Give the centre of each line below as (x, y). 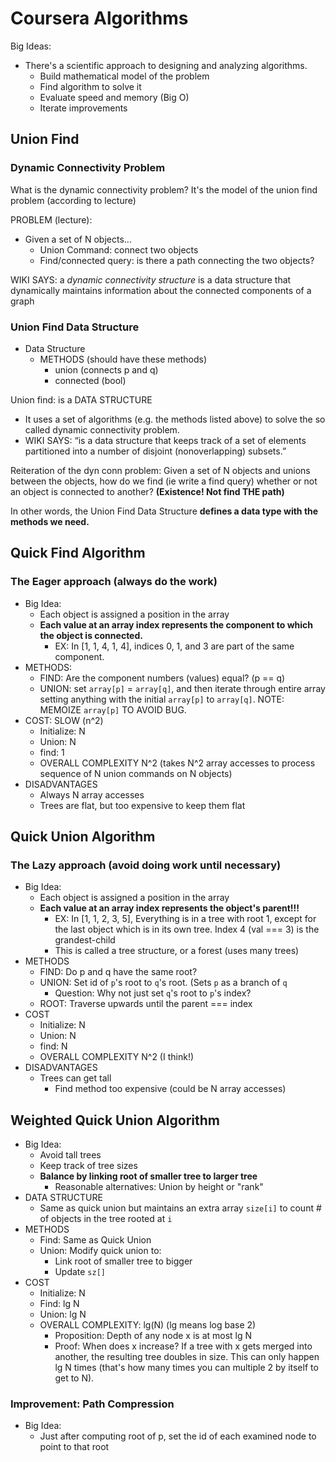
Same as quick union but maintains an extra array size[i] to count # (180, 1208)
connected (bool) (90, 380)
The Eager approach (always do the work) (114, 582)
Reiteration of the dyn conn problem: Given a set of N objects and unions (160, 470)
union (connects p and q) (106, 369)
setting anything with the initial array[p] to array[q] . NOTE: (162, 699)
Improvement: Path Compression (92, 1404)
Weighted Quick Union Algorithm (115, 1120)
